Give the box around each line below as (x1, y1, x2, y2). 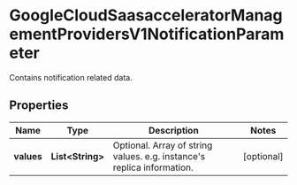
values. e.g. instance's (112, 150, 206, 162)
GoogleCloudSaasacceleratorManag (9, 5, 283, 26)
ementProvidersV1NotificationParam (9, 24, 285, 44)
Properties (9, 98, 69, 113)
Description (148, 124, 199, 136)
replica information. (112, 161, 194, 173)
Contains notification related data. (9, 72, 133, 82)
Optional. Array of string (112, 139, 213, 151)
